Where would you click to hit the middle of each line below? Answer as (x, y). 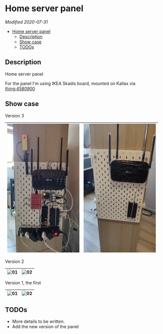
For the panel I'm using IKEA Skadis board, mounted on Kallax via (70, 83)
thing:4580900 (20, 89)
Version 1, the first (23, 282)
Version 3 (15, 115)
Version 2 (15, 261)
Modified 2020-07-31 (26, 22)
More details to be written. (38, 321)
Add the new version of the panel (45, 327)
